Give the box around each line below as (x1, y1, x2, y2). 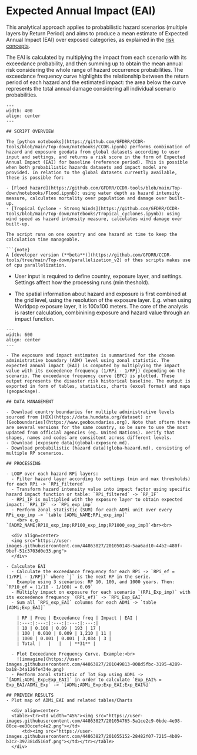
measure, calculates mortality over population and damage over (6, 195, 167, 201)
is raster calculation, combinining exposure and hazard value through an (14, 309, 190, 316)
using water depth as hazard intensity (82, 190, 181, 196)
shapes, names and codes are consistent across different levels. (6, 434, 172, 441)
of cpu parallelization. (6, 262, 67, 268)
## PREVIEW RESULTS (6, 692, 54, 698)
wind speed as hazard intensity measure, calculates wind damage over (6, 216, 183, 222)
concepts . (6, 42, 31, 49)
